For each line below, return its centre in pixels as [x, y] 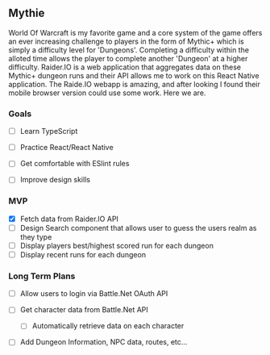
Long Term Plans [42, 276]
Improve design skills [55, 180]
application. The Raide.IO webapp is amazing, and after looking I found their [134, 84]
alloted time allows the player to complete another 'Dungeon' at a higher [128, 58]
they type [36, 236]
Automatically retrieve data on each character [108, 326]
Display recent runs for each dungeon [83, 254]
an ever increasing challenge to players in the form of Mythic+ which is [126, 41]
